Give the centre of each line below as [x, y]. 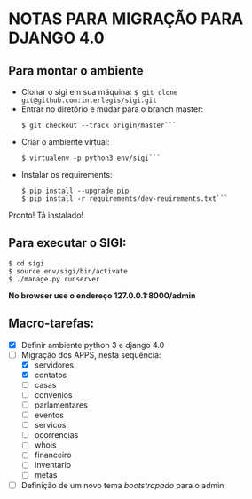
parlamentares [61, 405]
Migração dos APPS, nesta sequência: [91, 354]
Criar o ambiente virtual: [65, 142]
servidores [54, 365]
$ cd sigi [27, 263]
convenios [53, 394]
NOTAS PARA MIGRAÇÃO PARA [126, 19]
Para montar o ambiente [76, 71]
